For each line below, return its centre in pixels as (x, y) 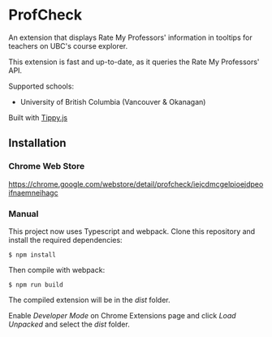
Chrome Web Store (47, 166)
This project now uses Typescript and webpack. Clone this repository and (132, 231)
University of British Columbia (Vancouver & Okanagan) (113, 102)
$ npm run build (36, 285)
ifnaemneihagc (33, 192)
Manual (24, 214)
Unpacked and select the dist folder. (69, 324)
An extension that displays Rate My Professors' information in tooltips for (131, 37)
